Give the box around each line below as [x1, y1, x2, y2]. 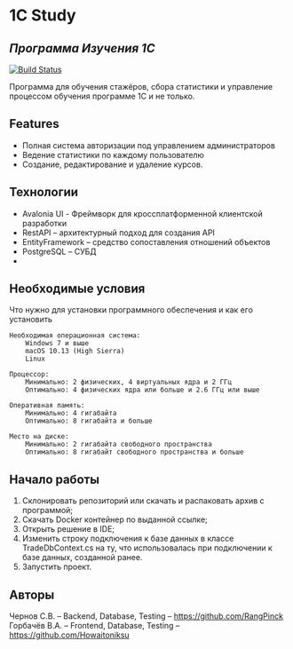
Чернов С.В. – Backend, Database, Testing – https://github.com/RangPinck [9, 611, 284, 621]
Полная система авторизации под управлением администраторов [21, 139, 275, 151]
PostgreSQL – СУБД [21, 246, 97, 257]
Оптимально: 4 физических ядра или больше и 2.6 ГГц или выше [25, 385, 260, 395]
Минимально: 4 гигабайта [25, 409, 117, 418]
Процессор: [9, 370, 50, 379]
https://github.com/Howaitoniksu [9, 629, 131, 640]
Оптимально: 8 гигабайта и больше [25, 416, 153, 426]
